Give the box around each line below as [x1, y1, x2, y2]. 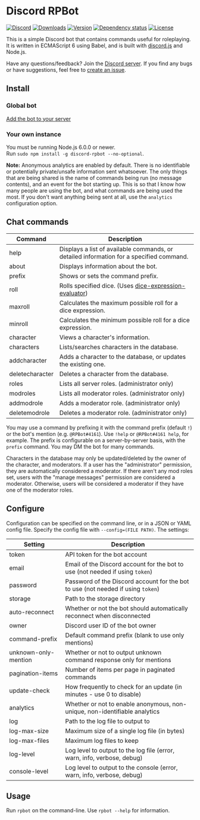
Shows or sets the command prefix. [59, 272, 159, 280]
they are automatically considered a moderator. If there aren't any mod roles [6, 467, 193, 474]
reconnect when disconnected [65, 611, 151, 620]
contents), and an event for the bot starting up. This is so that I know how [6, 181, 186, 188]
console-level [9, 767, 49, 775]
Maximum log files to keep [65, 736, 139, 745]
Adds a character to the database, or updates [59, 352, 186, 361]
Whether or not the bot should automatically [65, 604, 189, 612]
